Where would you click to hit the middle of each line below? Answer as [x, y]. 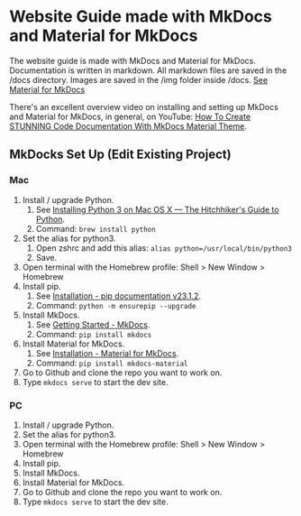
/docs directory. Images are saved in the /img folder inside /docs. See [139, 79]
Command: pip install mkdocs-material [112, 363]
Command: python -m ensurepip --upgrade [116, 305]
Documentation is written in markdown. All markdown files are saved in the [148, 70]
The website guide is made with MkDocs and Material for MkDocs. [133, 60]
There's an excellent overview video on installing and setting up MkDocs [144, 106]
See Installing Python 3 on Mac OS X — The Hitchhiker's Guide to [157, 209]
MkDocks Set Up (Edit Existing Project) [120, 155]
